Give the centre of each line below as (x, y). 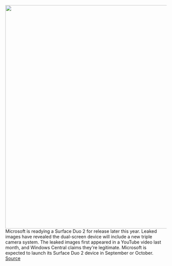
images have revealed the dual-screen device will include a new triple (79, 237)
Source (13, 258)
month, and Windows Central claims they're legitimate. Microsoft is (76, 247)
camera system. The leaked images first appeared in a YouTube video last (83, 242)
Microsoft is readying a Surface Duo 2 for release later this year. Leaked (81, 231)
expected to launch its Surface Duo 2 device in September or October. (79, 253)
